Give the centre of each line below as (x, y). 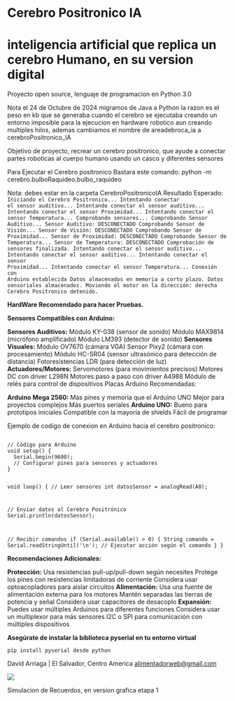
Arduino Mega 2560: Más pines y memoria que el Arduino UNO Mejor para (116, 398)
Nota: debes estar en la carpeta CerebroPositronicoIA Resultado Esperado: (115, 193)
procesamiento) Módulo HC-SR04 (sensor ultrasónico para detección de (112, 354)
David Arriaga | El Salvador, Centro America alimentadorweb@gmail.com (112, 663)
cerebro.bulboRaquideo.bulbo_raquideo (65, 179)
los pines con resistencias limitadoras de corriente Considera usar (102, 579)
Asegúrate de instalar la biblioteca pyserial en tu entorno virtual (102, 637)
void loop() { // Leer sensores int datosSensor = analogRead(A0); (108, 487)
